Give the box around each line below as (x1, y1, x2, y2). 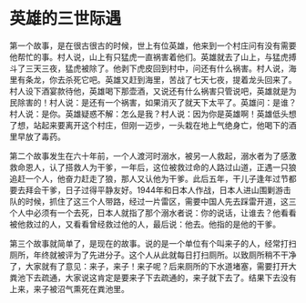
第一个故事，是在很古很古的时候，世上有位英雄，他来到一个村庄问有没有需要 (9, 40, 297, 51)
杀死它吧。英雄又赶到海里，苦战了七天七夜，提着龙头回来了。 (65, 74, 297, 85)
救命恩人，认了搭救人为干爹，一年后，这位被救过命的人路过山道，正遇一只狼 (9, 161, 297, 173)
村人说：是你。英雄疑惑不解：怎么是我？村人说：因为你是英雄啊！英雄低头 (9, 108, 289, 119)
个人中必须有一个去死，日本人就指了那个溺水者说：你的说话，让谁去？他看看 (9, 207, 297, 218)
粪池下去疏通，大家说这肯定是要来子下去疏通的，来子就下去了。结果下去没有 (9, 272, 297, 283)
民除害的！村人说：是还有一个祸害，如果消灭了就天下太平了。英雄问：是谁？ (9, 96, 297, 107)
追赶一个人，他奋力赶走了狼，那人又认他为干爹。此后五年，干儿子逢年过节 (9, 173, 289, 184)
